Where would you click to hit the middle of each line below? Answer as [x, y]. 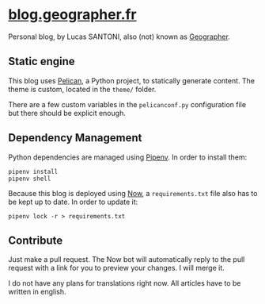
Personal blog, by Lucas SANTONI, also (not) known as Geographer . [119, 37]
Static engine [42, 62]
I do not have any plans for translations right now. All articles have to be [125, 283]
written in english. [37, 292]
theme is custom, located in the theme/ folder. [82, 89]
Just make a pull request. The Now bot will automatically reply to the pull [127, 260]
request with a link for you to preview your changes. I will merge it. [117, 268]
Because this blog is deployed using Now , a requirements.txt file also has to [133, 193]
